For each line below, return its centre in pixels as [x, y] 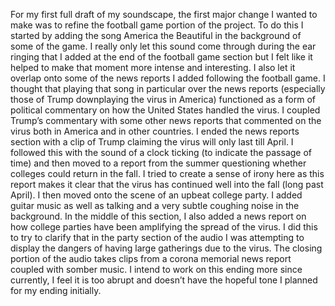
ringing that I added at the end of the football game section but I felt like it [161, 57]
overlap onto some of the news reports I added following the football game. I [168, 78]
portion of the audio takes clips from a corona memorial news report [151, 258]
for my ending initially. [56, 290]
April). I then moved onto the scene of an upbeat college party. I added [156, 195]
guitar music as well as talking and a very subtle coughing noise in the [155, 205]
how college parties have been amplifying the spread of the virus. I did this [164, 227]
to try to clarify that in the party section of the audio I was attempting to [157, 237]
